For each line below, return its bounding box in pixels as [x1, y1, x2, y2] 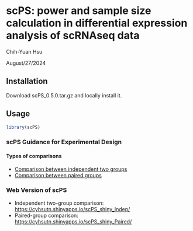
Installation [6, 76, 48, 86]
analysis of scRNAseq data [6, 29, 140, 42]
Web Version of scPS [6, 186, 67, 194]
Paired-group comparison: [14, 212, 79, 219]
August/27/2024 [6, 60, 46, 66]
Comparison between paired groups [14, 171, 102, 178]
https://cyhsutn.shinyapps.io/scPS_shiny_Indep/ [14, 205, 130, 212]
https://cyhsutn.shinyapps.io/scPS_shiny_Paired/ [14, 218, 132, 225]
